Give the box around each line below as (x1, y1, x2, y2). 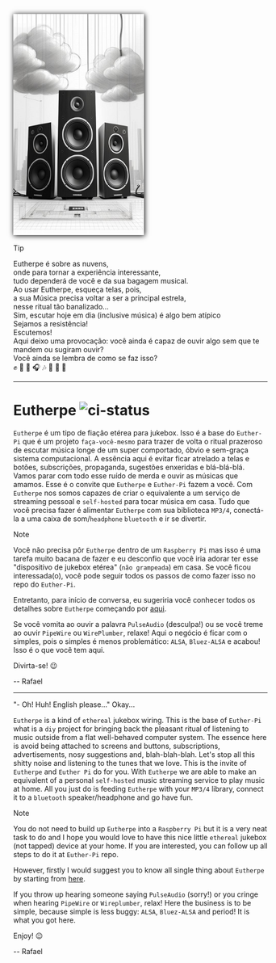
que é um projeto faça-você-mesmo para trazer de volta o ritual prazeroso (22, 436, 263, 446)
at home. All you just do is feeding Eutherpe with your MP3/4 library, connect (13, 784, 265, 793)
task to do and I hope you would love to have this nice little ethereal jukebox (13, 832, 267, 842)
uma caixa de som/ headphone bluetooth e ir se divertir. (26, 514, 207, 524)
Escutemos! (13, 328, 52, 337)
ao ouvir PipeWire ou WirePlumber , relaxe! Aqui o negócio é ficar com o (13, 628, 248, 637)
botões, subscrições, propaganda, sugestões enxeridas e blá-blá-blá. (13, 462, 245, 472)
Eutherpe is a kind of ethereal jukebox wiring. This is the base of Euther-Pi (13, 715, 261, 725)
